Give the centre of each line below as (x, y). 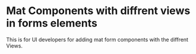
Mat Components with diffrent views (98, 11)
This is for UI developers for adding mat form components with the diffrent (97, 39)
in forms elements (52, 23)
